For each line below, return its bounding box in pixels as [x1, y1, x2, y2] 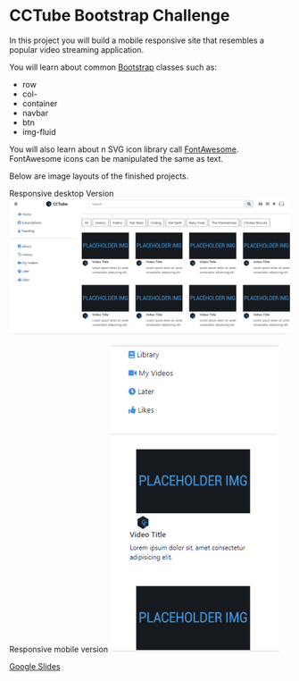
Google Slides [9, 660, 61, 671]
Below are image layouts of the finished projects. [9, 171, 189, 181]
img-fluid [21, 126, 56, 137]
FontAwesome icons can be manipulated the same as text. [9, 153, 224, 164]
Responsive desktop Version [9, 188, 114, 198]
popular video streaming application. [9, 44, 145, 55]
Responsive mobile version [9, 643, 109, 654]
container [21, 97, 58, 108]
